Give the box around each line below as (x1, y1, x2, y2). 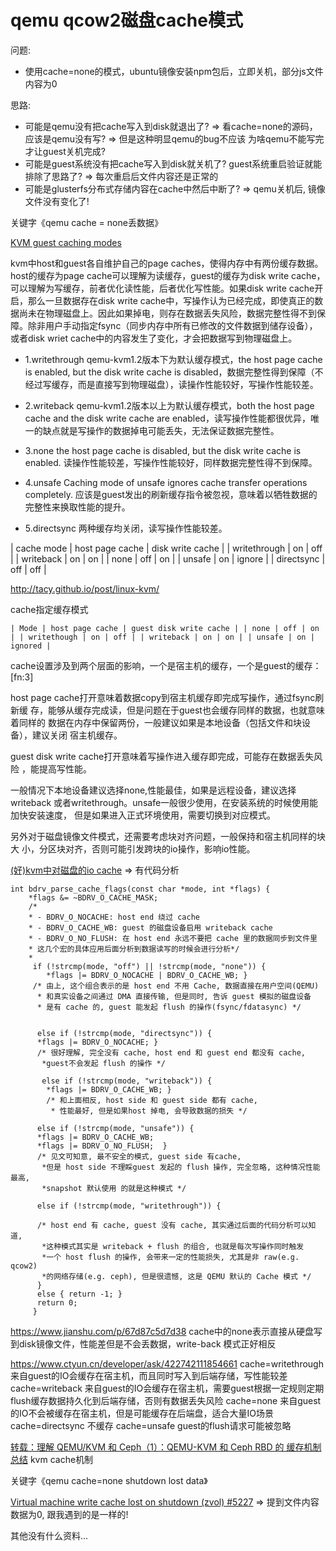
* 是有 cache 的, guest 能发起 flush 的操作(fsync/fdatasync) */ (36, 1002, 302, 1012)
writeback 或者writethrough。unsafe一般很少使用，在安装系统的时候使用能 (10, 796, 319, 808)
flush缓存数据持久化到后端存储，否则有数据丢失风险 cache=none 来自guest (10, 1394, 322, 1406)
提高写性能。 (38, 762, 92, 775)
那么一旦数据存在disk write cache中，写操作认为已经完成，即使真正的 (27, 294, 315, 306)
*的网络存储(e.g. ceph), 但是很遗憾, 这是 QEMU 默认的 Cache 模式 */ (41, 1271, 312, 1281)
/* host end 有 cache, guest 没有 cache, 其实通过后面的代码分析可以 (36, 1220, 309, 1230)
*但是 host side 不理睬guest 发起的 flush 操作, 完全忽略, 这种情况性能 (41, 1162, 321, 1172)
